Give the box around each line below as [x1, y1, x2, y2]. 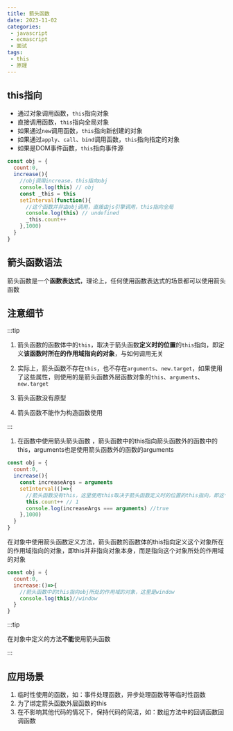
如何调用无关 [126, 349, 164, 358]
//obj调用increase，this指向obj [19, 178, 108, 184]
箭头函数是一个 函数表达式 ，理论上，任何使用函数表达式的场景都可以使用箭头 [7, 276, 226, 285]
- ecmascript [10, 36, 49, 43]
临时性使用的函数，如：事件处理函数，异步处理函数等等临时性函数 [17, 691, 206, 698]
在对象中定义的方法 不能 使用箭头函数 [7, 635, 111, 643]
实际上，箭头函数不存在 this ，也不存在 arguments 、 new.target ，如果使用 [17, 364, 223, 372]
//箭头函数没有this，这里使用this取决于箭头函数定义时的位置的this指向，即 [25, 492, 220, 498]
